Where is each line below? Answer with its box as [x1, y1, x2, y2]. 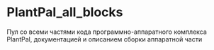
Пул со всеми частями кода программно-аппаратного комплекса [6, 27, 207, 36]
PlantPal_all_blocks [6, 4, 123, 20]
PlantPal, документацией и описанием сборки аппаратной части [6, 35, 203, 43]
